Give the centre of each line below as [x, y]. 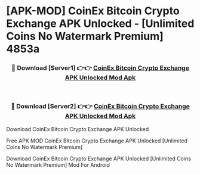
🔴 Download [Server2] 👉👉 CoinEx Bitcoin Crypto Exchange [100, 107]
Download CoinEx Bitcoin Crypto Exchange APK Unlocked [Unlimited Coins [99, 159]
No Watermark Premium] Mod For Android [58, 164]
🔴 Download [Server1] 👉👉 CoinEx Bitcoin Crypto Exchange [100, 68]
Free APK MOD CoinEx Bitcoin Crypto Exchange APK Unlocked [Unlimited [97, 141]
